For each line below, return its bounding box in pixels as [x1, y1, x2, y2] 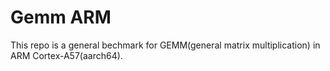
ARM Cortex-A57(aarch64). [10, 49, 123, 61]
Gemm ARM [10, 6, 112, 29]
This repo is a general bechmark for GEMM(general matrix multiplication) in [10, 39, 321, 51]
